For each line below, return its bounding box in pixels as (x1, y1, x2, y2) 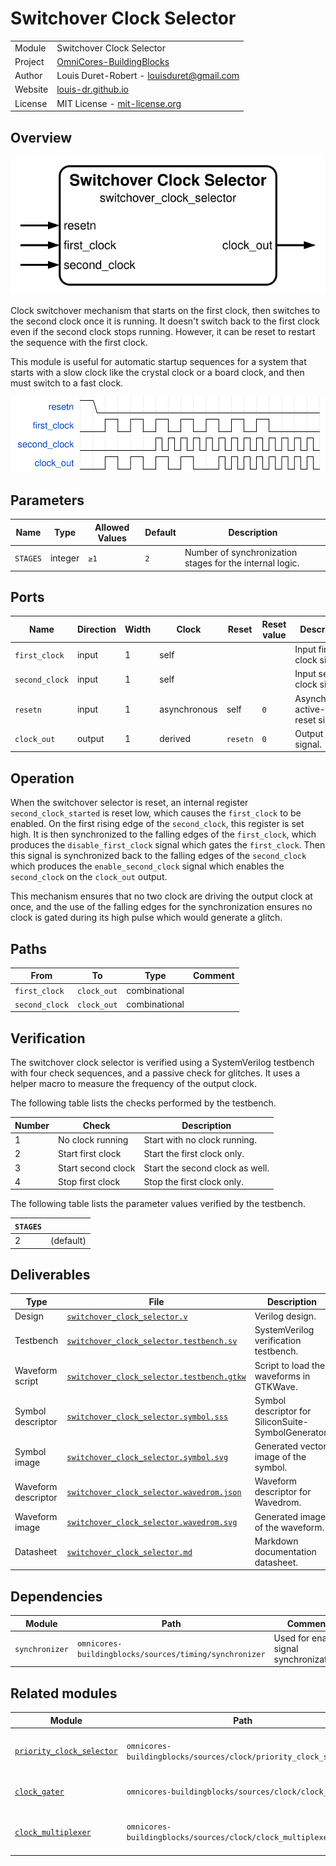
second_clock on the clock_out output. (10, 871, 168, 883)
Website (14, 83, 49, 96)
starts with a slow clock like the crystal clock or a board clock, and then (10, 366, 305, 378)
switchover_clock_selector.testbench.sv (66, 1337, 238, 1347)
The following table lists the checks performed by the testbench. (10, 1097, 277, 1109)
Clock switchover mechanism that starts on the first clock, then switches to (10, 304, 321, 316)
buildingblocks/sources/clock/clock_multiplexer (126, 1833, 333, 1843)
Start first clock (58, 1148, 122, 1160)
